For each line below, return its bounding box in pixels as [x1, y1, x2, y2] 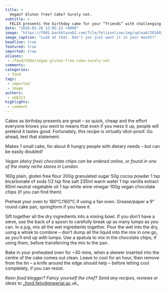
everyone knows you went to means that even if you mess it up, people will [5, 123, 159, 129]
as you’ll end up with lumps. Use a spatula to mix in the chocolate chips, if [5, 234, 157, 240]
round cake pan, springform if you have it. [5, 204, 91, 210]
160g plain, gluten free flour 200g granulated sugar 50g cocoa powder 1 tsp [5, 173, 161, 179]
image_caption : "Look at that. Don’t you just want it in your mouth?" [5, 35, 157, 40]
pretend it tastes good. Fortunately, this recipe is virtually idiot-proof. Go [5, 129, 153, 134]
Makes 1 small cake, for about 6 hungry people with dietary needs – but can [5, 144, 160, 149]
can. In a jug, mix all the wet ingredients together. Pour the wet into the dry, [5, 224, 159, 230]
